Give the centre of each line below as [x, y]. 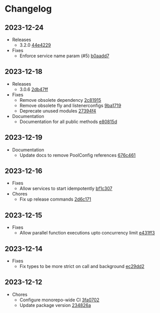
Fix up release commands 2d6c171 [55, 199]
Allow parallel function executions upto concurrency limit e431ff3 [87, 233]
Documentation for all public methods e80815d [68, 122]
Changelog [28, 9]
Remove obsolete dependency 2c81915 [60, 100]
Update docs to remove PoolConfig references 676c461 [77, 155]
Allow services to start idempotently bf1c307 [66, 188]
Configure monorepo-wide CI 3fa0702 [59, 300]
